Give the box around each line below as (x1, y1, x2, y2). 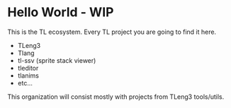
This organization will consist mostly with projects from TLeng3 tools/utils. (7, 92, 225, 101)
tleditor (17, 64, 39, 72)
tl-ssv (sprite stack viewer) (17, 56, 96, 64)
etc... (17, 78, 33, 87)
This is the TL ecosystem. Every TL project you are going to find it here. (7, 28, 217, 36)
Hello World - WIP (7, 4, 114, 20)
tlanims (17, 71, 39, 80)
